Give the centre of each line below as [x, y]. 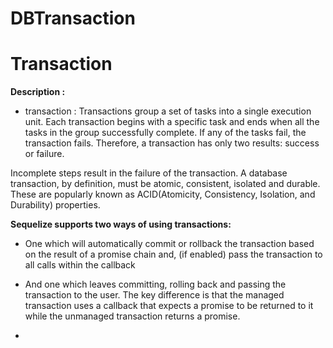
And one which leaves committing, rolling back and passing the [155, 284]
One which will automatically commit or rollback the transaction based [169, 244]
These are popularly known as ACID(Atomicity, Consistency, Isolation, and [163, 194]
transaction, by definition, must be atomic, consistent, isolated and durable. [165, 184]
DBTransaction [73, 18]
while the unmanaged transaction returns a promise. [132, 316]
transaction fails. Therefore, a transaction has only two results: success [172, 143]
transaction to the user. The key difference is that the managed [154, 295]
